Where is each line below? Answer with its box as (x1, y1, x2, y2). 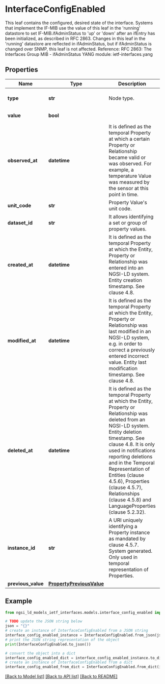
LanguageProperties (109, 502, 156, 509)
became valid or (109, 154, 146, 161)
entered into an (109, 264, 144, 271)
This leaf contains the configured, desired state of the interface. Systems (5, 20, 153, 26)
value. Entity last (109, 359, 147, 366)
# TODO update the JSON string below (5, 619, 82, 624)
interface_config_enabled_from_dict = (5, 665, 84, 670)
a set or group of (109, 219, 147, 226)
